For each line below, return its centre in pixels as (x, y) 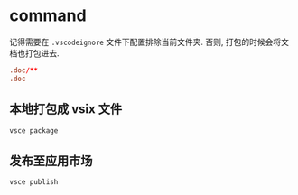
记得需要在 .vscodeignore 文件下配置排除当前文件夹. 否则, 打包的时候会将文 (149, 42)
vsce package (34, 130)
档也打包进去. (35, 53)
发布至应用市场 (51, 160)
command (48, 16)
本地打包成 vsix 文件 (66, 109)
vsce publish (34, 182)
